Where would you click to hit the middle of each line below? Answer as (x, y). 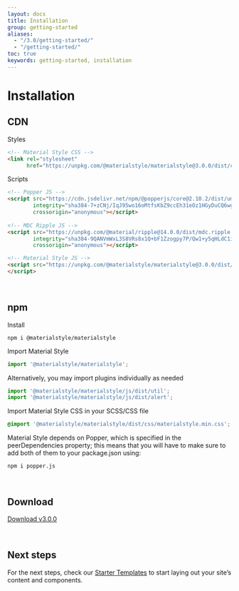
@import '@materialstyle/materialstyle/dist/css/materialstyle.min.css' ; (119, 424)
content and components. (45, 580)
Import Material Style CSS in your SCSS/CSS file (78, 411)
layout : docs (27, 14)
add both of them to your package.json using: (74, 453)
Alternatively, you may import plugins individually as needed (95, 378)
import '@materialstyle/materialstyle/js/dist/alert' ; (90, 398)
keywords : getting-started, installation (70, 61)
